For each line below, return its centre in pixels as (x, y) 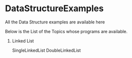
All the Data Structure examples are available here (55, 22)
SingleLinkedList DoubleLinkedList (46, 50)
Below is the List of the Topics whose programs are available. (66, 31)
